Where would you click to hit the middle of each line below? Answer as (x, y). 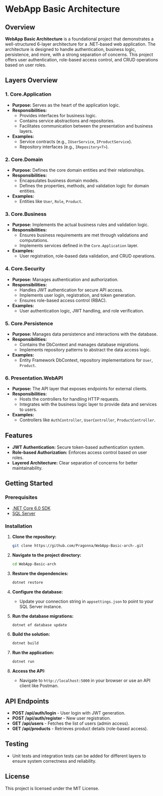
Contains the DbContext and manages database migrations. (80, 344)
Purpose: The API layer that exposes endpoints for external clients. (80, 389)
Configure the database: (38, 591)
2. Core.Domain (24, 159)
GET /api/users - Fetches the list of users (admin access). (71, 723)
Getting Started (29, 483)
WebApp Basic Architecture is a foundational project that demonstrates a (79, 39)
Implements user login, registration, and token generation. (78, 295)
